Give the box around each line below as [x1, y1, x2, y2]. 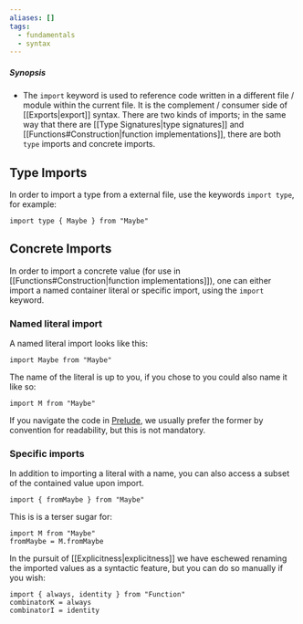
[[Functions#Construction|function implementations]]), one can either [9, 275, 272, 286]
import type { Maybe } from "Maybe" [9, 216, 149, 226]
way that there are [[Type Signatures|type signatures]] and [22, 120, 245, 130]
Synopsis [9, 67, 47, 78]
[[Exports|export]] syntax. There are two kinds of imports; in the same [22, 109, 287, 120]
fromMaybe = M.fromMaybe [9, 537, 104, 546]
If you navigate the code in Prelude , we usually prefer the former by [9, 415, 264, 426]
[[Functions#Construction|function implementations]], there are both [22, 129, 281, 140]
